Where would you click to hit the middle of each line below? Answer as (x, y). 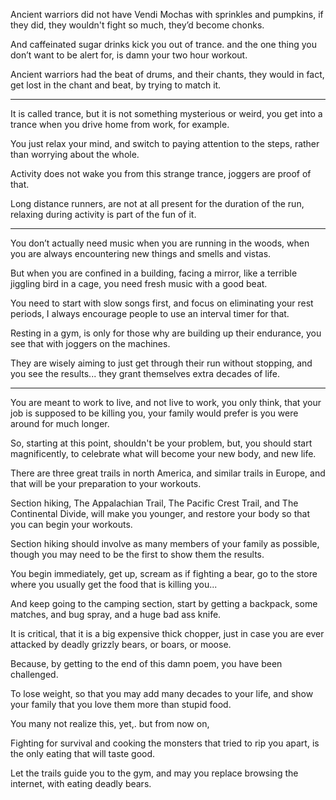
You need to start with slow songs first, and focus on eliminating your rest (162, 303)
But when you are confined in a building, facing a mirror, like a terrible (154, 273)
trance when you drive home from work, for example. (120, 124)
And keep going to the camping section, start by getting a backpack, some (164, 603)
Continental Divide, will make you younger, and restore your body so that (160, 513)
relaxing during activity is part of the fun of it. (103, 214)
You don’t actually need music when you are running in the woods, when (160, 243)
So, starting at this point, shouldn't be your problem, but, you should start (161, 443)
